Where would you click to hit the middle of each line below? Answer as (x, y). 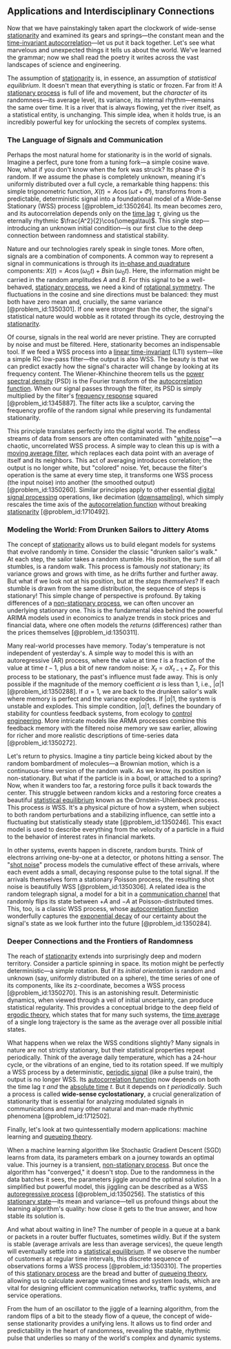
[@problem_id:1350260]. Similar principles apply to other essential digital (111, 490)
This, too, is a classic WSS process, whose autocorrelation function (103, 909)
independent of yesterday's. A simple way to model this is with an (101, 653)
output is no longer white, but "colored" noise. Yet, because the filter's (107, 468)
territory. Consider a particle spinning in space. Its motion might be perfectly (115, 963)
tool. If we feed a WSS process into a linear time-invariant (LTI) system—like (115, 352)
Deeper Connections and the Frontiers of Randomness (100, 941)
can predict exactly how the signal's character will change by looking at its (113, 366)
